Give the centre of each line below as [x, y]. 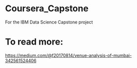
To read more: [34, 42]
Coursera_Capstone [47, 9]
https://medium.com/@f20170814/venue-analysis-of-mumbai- [68, 55]
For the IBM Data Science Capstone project [49, 22]
